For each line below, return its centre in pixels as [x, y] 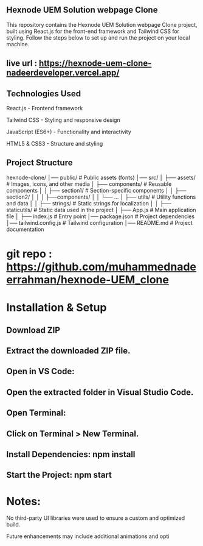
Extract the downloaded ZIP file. [68, 351]
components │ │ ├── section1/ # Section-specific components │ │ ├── [96, 190]
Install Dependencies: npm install [71, 454]
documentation [25, 229]
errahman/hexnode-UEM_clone [88, 280]
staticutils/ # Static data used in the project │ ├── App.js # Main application [101, 210]
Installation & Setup [57, 308]
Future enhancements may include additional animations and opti [88, 536]
